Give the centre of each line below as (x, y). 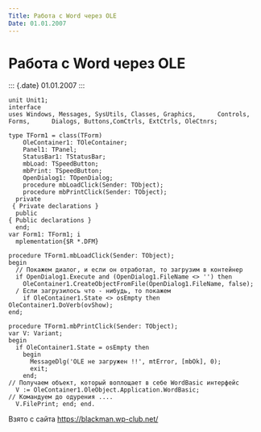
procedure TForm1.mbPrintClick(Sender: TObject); (93, 327)
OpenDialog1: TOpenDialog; (68, 178)
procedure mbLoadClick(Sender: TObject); (93, 185)
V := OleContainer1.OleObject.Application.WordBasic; (108, 390)
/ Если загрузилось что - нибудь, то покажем (93, 291)
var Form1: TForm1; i (45, 235)
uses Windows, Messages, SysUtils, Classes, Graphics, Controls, (129, 115)
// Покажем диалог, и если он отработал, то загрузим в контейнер (129, 270)
